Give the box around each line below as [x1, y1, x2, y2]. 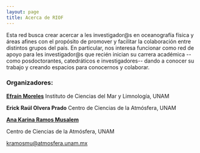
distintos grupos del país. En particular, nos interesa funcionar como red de [6, 44, 195, 52]
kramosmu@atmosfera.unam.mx [6, 139, 88, 146]
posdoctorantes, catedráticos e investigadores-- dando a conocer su [21, 57, 195, 64]
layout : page [6, 8, 39, 15]
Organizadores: [6, 78, 53, 87]
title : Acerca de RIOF [6, 15, 64, 21]
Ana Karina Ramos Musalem [6, 116, 79, 123]
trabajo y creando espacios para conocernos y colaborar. [6, 63, 150, 70]
